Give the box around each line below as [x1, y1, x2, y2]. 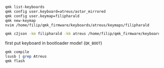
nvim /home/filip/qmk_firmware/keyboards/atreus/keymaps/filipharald [5, 22, 150, 28]
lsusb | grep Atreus [5, 54, 47, 59]
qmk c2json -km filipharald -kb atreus [5, 32, 86, 36]
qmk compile [5, 50, 29, 54]
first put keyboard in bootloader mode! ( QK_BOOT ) [5, 40, 102, 46]
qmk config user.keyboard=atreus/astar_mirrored [5, 9, 106, 14]
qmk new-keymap [5, 18, 36, 23]
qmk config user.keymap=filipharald [5, 14, 80, 18]
